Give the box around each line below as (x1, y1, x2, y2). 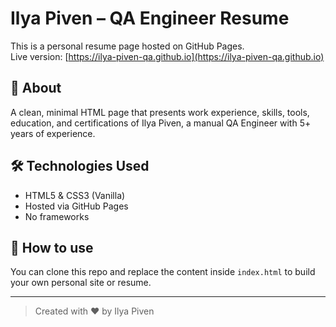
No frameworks (24, 210, 90, 222)
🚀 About (10, 80, 62, 97)
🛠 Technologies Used (10, 158, 150, 175)
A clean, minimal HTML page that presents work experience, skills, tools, (10, 106, 310, 118)
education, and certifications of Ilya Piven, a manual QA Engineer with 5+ (10, 117, 312, 129)
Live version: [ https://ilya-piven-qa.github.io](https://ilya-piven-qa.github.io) (10, 50, 325, 62)
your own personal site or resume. (10, 277, 152, 289)
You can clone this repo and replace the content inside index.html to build (10, 266, 316, 278)
